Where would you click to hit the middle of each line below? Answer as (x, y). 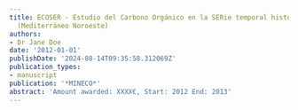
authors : (25, 34)
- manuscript (33, 75)
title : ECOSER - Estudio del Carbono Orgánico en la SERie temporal (138, 17)
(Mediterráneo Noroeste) (63, 26)
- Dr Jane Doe (35, 42)
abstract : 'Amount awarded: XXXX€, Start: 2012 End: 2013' (121, 91)
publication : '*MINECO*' (55, 83)
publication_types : (45, 67)
